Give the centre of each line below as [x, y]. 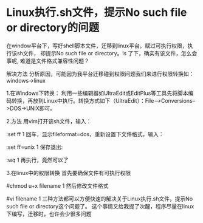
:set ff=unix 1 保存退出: [35, 147]
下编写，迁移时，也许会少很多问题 [49, 214]
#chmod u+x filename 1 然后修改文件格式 [57, 185]
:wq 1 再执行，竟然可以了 [37, 160]
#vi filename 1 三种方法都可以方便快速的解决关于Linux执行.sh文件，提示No [100, 199]
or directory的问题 [53, 28]
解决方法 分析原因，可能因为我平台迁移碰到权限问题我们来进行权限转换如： [100, 74]
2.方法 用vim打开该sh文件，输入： [49, 121]
